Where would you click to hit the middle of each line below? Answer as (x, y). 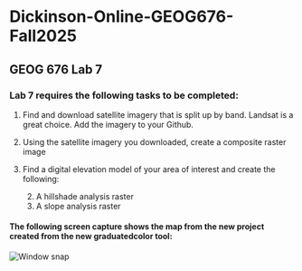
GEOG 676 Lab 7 (56, 69)
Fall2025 (43, 36)
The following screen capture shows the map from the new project (137, 227)
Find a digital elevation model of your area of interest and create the (149, 169)
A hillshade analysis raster (85, 196)
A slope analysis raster (78, 206)
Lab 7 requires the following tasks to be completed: (124, 95)
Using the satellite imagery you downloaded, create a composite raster (154, 141)
